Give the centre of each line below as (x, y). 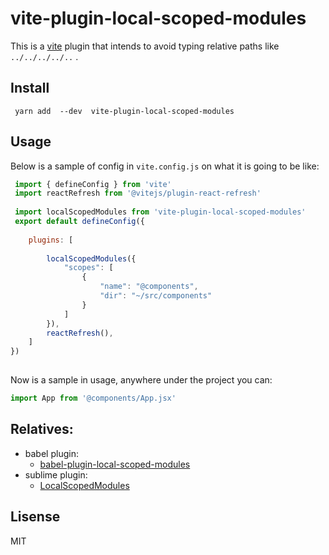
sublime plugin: (56, 474)
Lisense (35, 517)
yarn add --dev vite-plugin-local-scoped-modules (124, 111)
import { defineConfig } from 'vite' (93, 184)
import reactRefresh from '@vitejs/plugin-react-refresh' (138, 193)
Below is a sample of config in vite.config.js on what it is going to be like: (165, 166)
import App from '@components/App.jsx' (93, 398)
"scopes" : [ (88, 268)
